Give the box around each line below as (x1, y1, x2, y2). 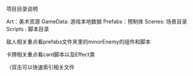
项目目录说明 (6, 5, 38, 12)
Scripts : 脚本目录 (6, 26, 50, 32)
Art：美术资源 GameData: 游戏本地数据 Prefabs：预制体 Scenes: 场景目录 (6, 18, 188, 25)
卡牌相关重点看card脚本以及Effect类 (6, 51, 95, 58)
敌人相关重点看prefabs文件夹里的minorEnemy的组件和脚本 (6, 38, 151, 45)
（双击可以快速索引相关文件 (6, 63, 75, 71)
